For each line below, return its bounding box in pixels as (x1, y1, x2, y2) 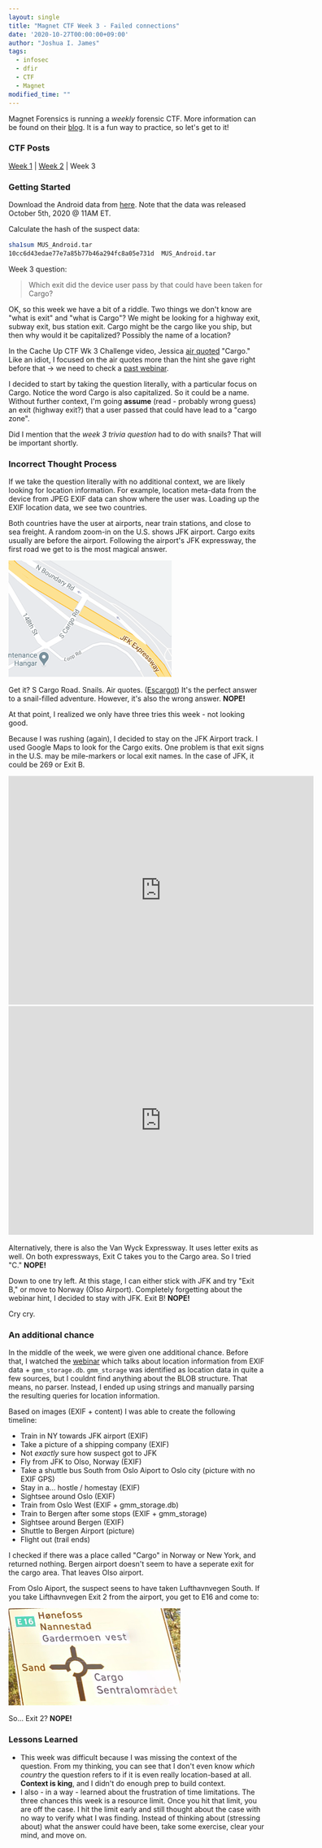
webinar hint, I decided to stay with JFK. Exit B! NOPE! (8, 1294, 190, 1303)
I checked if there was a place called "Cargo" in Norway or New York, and (8, 1550, 256, 1560)
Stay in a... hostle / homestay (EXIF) (20, 1483, 141, 1493)
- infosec (15, 56, 49, 64)
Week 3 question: (8, 264, 67, 274)
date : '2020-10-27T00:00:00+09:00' (8, 30, 129, 38)
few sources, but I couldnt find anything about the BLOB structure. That (8, 1374, 248, 1384)
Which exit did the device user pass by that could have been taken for (28, 280, 263, 289)
